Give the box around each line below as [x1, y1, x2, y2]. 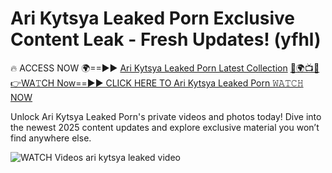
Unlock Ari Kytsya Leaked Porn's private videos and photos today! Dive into [10, 110, 322, 122]
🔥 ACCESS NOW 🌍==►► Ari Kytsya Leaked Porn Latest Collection [10, 62, 288, 74]
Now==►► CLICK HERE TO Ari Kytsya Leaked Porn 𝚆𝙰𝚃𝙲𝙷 [56, 77, 304, 89]
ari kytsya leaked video [85, 151, 181, 163]
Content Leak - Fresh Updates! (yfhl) [10, 28, 322, 51]
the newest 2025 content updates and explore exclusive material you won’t [10, 121, 320, 133]
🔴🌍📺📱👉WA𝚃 [289, 62, 320, 74]
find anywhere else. [10, 132, 92, 144]
